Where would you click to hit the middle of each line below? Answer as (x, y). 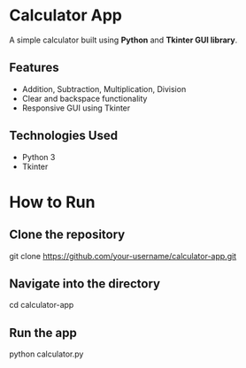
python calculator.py (46, 354)
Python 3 (38, 157)
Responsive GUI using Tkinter (76, 108)
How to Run (52, 202)
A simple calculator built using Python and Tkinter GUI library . (123, 40)
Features (34, 68)
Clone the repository (67, 235)
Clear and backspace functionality (85, 98)
